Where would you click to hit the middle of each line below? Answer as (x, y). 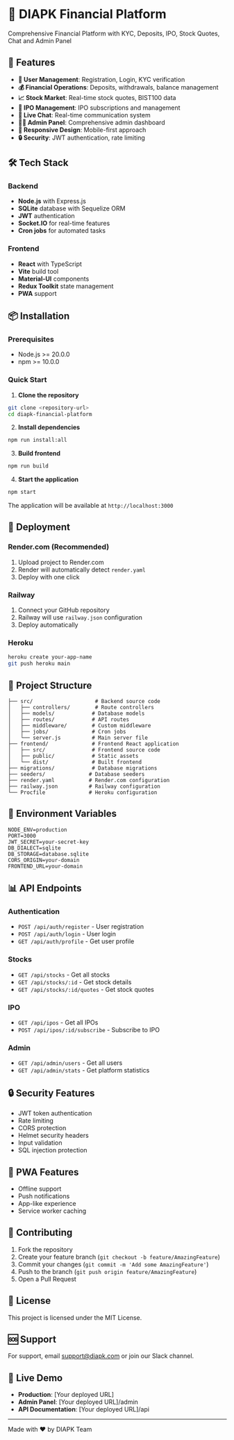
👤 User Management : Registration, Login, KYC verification (101, 79)
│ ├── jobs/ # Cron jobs (67, 731)
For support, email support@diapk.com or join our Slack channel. (101, 1356)
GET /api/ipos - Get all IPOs (58, 1023)
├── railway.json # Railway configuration (84, 786)
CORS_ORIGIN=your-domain (44, 860)
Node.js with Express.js (52, 201)
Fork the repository (45, 1249)
